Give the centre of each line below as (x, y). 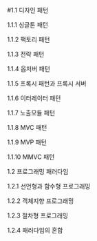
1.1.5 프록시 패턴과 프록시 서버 (47, 84)
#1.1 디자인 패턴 (28, 10)
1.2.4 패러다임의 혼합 (35, 230)
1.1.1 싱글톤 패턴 (28, 25)
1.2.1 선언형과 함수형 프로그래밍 (49, 186)
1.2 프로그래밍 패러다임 (38, 172)
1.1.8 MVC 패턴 (27, 127)
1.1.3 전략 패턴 (26, 54)
